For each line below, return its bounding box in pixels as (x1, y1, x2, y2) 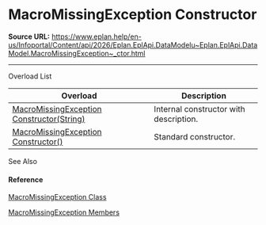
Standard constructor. (154, 131, 236, 142)
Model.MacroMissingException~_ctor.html (8, 48, 146, 58)
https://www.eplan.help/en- (51, 32, 142, 41)
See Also (8, 156, 38, 166)
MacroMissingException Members (8, 208, 120, 217)
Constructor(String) (12, 113, 85, 124)
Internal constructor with (154, 103, 245, 114)
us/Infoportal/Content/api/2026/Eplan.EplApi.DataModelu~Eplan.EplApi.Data (8, 40, 258, 49)
